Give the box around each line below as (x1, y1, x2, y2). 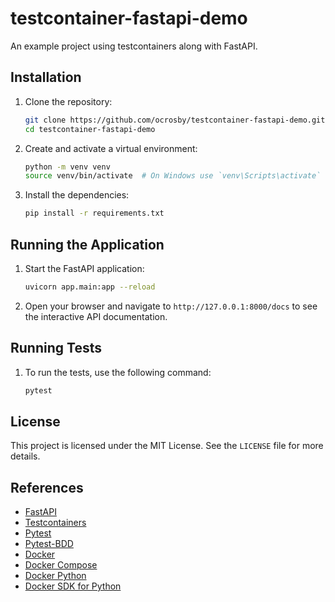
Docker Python (24, 570, 87, 582)
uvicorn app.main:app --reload (24, 282, 156, 292)
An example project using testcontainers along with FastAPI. (10, 40, 258, 52)
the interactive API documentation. (24, 310, 168, 322)
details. (10, 450, 41, 462)
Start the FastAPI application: (24, 262, 145, 274)
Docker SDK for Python (24, 580, 122, 592)
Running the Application (10, 236, 165, 253)
